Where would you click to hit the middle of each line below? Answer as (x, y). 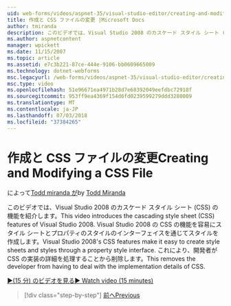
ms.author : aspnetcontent (44, 39)
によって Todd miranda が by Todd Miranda (66, 193)
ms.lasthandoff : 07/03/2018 (47, 115)
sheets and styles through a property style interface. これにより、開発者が (112, 250)
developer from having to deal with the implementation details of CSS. (106, 267)
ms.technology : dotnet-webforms (53, 71)
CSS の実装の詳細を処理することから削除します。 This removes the (101, 259)
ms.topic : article (33, 58)
